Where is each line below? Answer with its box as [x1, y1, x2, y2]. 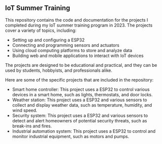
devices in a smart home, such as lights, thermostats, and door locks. [12, 91, 153, 97]
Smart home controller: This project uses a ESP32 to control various [12, 86, 150, 92]
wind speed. [12, 107, 38, 113]
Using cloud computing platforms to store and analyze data [12, 47, 133, 53]
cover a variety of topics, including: [5, 27, 77, 33]
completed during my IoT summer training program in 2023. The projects [5, 22, 153, 28]
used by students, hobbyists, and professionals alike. [5, 67, 112, 73]
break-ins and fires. [12, 123, 52, 129]
